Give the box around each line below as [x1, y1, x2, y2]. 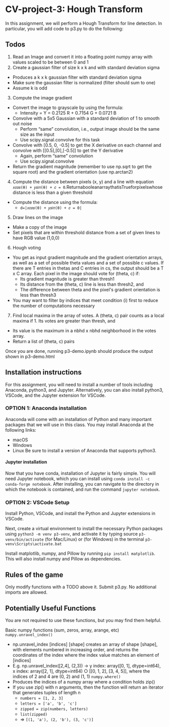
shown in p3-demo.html [5, 353, 55, 359]
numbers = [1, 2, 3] [20, 696, 64, 701]
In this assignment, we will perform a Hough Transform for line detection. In [5, 20, 162, 26]
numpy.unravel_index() [5, 632, 53, 637]
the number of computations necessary [12, 302, 95, 308]
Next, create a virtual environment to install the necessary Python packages [5, 526, 163, 532]
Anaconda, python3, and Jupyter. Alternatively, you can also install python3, [5, 387, 164, 393]
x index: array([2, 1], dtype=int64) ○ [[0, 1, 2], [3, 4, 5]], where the [12, 668, 150, 674]
